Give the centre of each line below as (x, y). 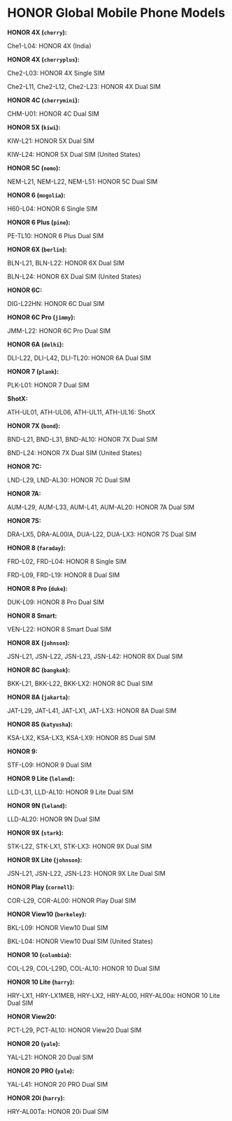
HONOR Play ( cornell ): (41, 886)
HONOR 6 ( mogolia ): (36, 195)
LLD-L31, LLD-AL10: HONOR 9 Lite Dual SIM (71, 792)
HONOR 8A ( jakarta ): (39, 697)
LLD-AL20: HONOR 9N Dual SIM (54, 819)
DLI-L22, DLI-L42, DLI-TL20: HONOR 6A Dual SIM (79, 358)
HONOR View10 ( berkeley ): (47, 914)
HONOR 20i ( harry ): (36, 1098)
